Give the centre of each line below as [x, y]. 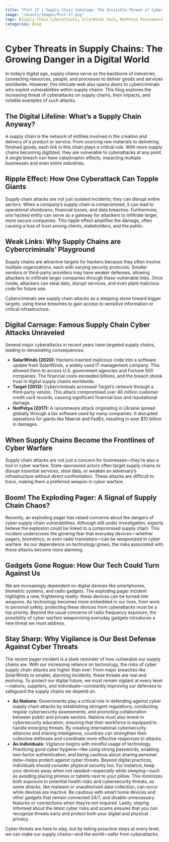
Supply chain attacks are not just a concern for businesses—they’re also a [82, 460]
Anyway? [20, 124]
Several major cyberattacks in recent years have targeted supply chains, [80, 345]
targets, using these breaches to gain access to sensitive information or [79, 304]
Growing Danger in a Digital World [77, 60]
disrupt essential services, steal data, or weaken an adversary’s [71, 471]
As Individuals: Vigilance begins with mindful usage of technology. [82, 744]
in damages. [25, 424]
